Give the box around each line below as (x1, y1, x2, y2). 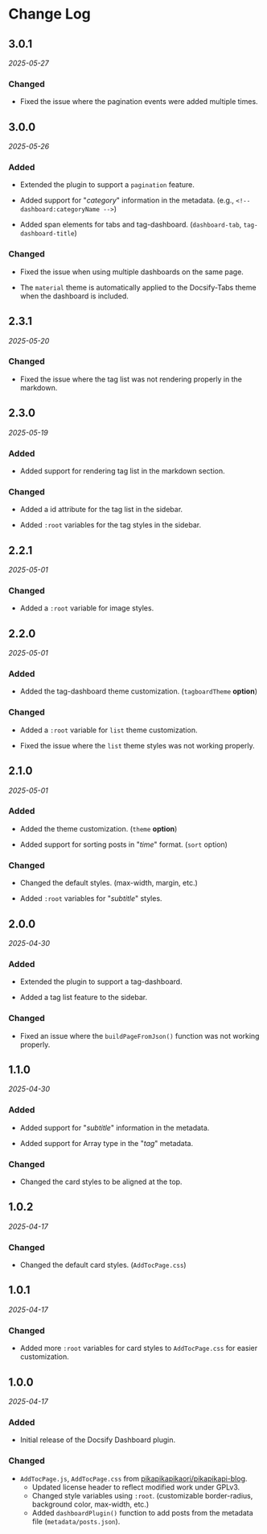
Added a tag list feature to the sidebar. (19, 993, 147, 1003)
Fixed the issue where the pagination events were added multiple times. (19, 97, 259, 106)
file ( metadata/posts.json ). (31, 1516, 121, 1526)
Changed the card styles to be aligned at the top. (19, 1177, 183, 1186)
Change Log (8, 5, 91, 23)
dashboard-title (19, 230, 75, 238)
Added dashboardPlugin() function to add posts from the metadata (31, 1507, 253, 1517)
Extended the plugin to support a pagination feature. (19, 180, 195, 190)
